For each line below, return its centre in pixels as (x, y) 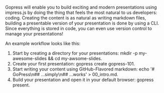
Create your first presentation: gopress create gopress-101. (74, 64)
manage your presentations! (34, 34)
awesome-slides (29, 58)
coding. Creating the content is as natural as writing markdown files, (76, 18)
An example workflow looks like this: (43, 43)
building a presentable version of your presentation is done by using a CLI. (82, 23)
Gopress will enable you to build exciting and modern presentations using (81, 7)
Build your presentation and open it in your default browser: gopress (83, 80)
